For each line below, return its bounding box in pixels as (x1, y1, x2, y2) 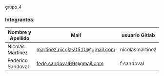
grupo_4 (5, 4, 22, 10)
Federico (7, 57, 28, 64)
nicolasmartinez (120, 46, 157, 53)
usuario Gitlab (121, 32, 155, 38)
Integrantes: (5, 16, 35, 23)
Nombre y (8, 29, 32, 36)
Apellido (9, 35, 30, 42)
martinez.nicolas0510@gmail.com (36, 46, 116, 53)
